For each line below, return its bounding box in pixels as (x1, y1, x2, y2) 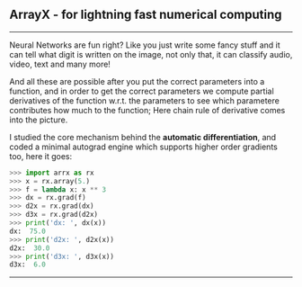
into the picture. (9, 114, 68, 125)
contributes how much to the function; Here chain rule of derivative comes (9, 104, 286, 115)
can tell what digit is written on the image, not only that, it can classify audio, (9, 49, 293, 59)
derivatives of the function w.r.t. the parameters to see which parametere (9, 94, 280, 106)
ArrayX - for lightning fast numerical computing (9, 7, 282, 22)
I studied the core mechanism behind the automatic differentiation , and (9, 131, 277, 142)
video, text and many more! (9, 58, 111, 69)
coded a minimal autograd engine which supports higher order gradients (9, 141, 279, 152)
